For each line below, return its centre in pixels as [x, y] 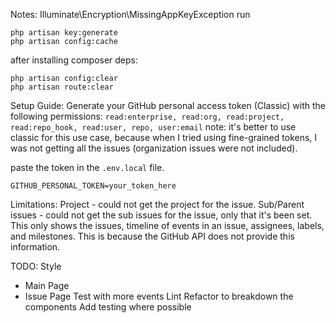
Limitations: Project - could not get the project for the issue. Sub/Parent [157, 204]
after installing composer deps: [74, 60]
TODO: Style [36, 266]
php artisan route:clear [62, 87]
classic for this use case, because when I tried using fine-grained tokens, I [164, 137]
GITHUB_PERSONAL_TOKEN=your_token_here [93, 186]
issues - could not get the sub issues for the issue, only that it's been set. [161, 215]
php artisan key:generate [64, 33]
